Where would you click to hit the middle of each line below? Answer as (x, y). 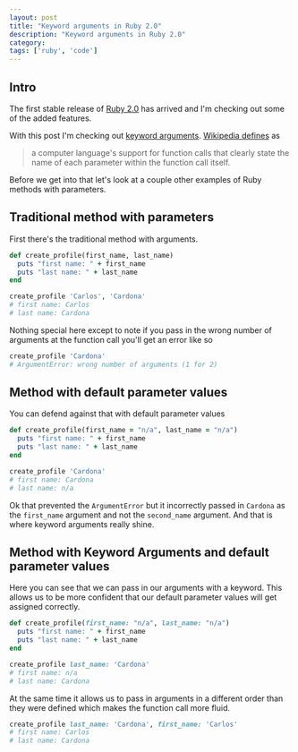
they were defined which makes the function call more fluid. (120, 707)
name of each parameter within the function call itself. (131, 162)
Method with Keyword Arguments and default (140, 552)
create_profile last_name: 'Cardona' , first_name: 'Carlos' (124, 724)
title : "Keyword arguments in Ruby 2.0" (86, 26)
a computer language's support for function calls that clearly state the (160, 152)
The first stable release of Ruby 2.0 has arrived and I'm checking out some (147, 108)
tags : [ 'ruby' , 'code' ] (54, 51)
